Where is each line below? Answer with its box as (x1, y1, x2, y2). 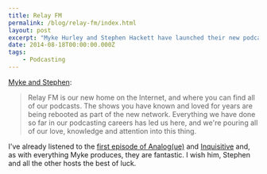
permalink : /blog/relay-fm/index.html (8, 19, 137, 27)
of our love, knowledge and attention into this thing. (27, 126, 197, 135)
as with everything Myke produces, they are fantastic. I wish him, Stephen (8, 149, 250, 159)
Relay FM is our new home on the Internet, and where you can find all (27, 93, 256, 102)
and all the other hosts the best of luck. (8, 158, 137, 168)
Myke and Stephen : (8, 77, 72, 87)
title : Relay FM (8, 11, 62, 20)
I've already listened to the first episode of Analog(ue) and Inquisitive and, (8, 142, 250, 151)
